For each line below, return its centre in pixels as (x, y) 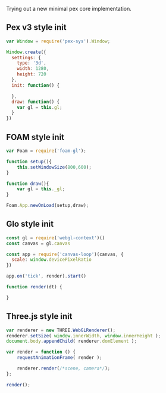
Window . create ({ (26, 52)
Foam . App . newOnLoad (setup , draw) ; (48, 206)
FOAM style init (35, 137)
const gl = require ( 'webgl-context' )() (56, 238)
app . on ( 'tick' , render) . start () (46, 276)
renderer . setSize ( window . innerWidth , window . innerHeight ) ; (84, 336)
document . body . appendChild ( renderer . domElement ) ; (71, 341)
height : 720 (32, 74)
